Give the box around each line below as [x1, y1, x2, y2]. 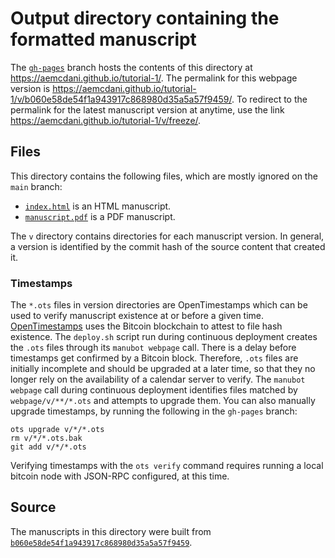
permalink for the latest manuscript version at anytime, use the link [10, 103, 285, 116]
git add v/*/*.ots [10, 442, 87, 452]
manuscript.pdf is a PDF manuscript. [24, 210, 176, 222]
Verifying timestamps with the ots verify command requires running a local [10, 460, 324, 472]
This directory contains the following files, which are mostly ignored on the [10, 170, 318, 182]
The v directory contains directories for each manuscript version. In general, [10, 230, 325, 242]
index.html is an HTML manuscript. [24, 200, 172, 212]
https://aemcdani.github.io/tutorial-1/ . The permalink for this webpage [10, 72, 298, 84]
